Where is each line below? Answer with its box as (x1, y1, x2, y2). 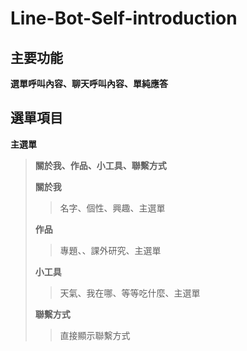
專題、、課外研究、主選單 (59, 244, 162, 256)
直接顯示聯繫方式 (59, 329, 131, 341)
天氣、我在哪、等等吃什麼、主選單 (59, 287, 201, 299)
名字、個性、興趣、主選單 (59, 202, 166, 214)
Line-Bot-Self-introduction (10, 7, 238, 30)
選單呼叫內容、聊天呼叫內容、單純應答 (10, 78, 168, 89)
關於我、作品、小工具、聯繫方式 (34, 159, 167, 171)
